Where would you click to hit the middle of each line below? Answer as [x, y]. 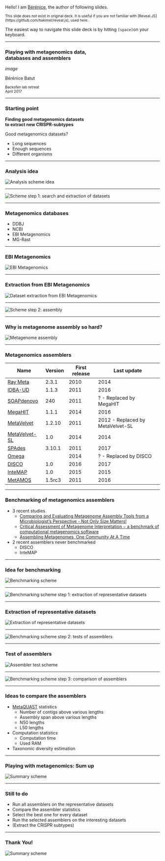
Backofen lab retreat [22, 87]
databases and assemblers [38, 58]
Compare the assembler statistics [46, 809]
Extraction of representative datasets [51, 612]
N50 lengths [32, 722]
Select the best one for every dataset [50, 815]
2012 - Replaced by [122, 420]
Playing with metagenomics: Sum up [50, 766]
